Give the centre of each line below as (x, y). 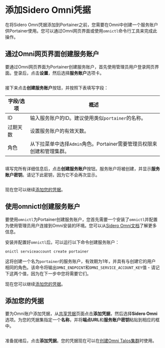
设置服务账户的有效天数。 (60, 131)
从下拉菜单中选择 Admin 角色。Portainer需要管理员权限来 (94, 144)
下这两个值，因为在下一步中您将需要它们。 (48, 273)
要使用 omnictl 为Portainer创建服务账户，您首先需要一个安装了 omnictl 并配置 (82, 219)
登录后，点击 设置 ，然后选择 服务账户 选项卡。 (59, 73)
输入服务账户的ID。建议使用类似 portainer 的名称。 (88, 118)
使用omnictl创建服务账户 (43, 206)
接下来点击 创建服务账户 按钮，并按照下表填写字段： (57, 88)
